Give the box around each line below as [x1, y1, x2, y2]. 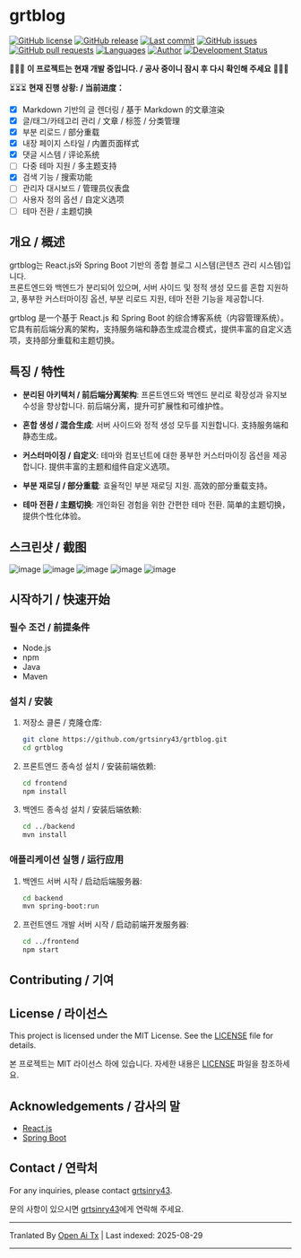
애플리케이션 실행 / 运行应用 [9, 854, 124, 867]
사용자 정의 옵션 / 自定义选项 [21, 194, 125, 205]
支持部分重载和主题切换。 [24, 335, 119, 346]
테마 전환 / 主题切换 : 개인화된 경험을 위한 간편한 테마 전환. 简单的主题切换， [21, 499, 290, 510]
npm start [21, 946, 60, 954]
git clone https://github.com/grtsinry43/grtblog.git [21, 735, 228, 743]
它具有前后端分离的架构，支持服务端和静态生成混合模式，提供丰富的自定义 [9, 324, 284, 335]
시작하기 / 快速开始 [9, 592, 110, 607]
